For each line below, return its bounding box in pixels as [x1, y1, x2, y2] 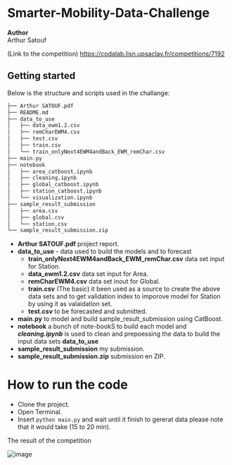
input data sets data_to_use [17, 337, 99, 346]
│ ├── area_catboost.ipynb [7, 168, 93, 175]
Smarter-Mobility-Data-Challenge [7, 5, 210, 21]
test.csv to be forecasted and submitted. [27, 307, 148, 315]
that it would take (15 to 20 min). [17, 423, 111, 431]
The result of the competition [7, 436, 91, 445]
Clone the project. [17, 400, 70, 409]
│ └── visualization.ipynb [7, 194, 93, 201]
